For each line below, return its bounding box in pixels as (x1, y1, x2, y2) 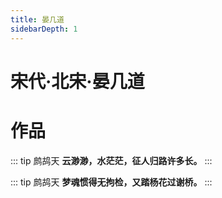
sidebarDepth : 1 (10, 24, 78, 34)
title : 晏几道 (10, 14, 65, 25)
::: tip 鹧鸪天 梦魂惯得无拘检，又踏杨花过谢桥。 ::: (10, 176, 213, 188)
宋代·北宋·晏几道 (10, 70, 145, 93)
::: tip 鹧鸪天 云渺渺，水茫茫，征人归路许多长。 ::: (10, 154, 213, 166)
